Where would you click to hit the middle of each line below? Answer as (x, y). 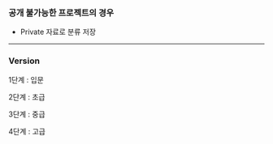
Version (24, 61)
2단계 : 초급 (27, 97)
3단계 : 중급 (27, 114)
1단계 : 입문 (26, 79)
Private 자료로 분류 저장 (58, 32)
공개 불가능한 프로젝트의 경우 (61, 12)
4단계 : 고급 (27, 131)
